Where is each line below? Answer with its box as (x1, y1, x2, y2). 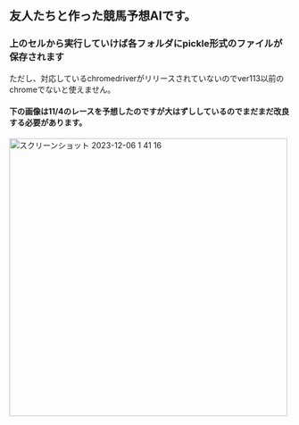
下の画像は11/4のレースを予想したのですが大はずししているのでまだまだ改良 (9, 106, 290, 117)
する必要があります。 (9, 117, 87, 128)
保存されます (9, 51, 65, 63)
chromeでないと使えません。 (9, 84, 116, 95)
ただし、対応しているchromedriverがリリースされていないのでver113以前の (9, 72, 285, 83)
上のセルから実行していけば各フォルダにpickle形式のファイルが (9, 37, 283, 50)
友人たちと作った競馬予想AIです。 (9, 8, 196, 24)
